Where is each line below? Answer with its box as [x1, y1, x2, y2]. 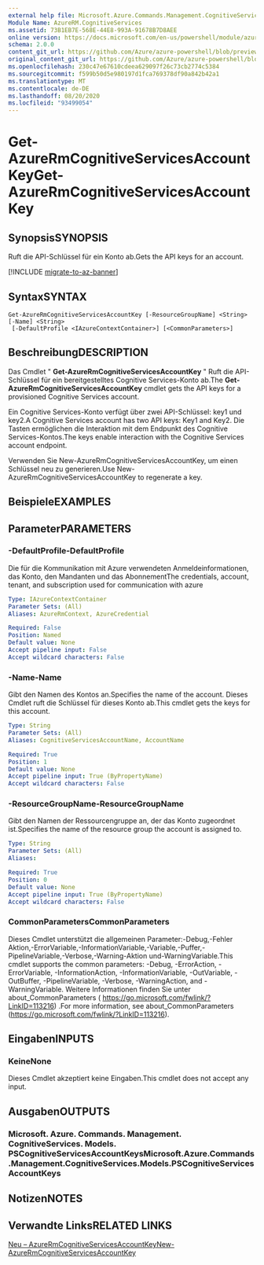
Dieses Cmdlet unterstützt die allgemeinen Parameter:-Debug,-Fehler [8, 934, 233, 943]
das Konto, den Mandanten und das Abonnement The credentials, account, [8, 572, 249, 581]
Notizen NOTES [8, 1192, 83, 1205]
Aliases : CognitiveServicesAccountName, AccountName [8, 736, 185, 744]
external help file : [8, 11, 76, 20]
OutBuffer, [8, 976, 42, 985]
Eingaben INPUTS [8, 1032, 94, 1046]
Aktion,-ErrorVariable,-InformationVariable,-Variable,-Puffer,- [8, 943, 206, 952]
